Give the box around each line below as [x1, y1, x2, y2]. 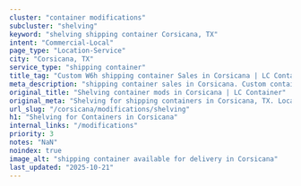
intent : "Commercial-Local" [9, 38, 115, 47]
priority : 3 [9, 130, 54, 139]
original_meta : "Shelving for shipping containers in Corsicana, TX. [9, 96, 275, 106]
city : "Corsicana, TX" [9, 55, 94, 63]
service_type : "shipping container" [9, 63, 146, 72]
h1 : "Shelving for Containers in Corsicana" [9, 113, 178, 122]
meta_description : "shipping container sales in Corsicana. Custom [9, 80, 267, 89]
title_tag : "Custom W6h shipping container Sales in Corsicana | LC [9, 72, 271, 80]
